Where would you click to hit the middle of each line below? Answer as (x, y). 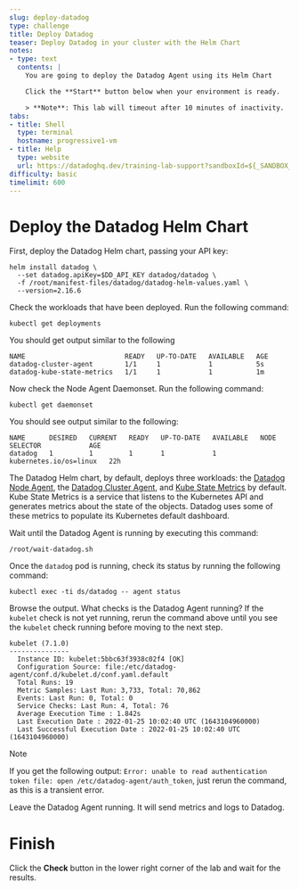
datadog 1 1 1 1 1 (113, 454)
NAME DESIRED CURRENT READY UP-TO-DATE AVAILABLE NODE (143, 438)
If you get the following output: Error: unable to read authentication (138, 771)
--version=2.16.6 (49, 291)
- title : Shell (37, 124)
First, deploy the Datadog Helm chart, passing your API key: (119, 251)
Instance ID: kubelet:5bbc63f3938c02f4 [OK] (101, 659)
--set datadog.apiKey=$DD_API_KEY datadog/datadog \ (117, 276)
